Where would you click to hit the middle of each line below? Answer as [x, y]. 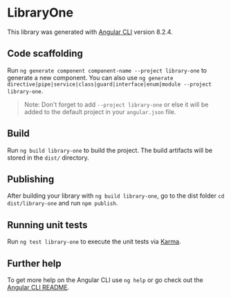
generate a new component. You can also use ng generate [90, 77]
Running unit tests [47, 225]
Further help [35, 263]
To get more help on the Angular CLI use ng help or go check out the [105, 280]
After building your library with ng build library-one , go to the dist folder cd [116, 196]
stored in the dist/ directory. [48, 158]
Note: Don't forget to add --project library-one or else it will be [116, 104]
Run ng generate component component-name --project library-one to [107, 70]
